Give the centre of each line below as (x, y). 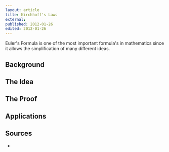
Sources (19, 134)
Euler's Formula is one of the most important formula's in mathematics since (85, 43)
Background (25, 65)
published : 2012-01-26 (29, 24)
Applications (26, 116)
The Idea (19, 82)
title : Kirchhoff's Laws (31, 15)
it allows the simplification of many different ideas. (58, 49)
